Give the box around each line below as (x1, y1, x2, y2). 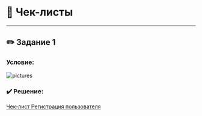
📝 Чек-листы (6, 5, 73, 19)
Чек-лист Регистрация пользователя (6, 103, 101, 110)
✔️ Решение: (6, 87, 44, 95)
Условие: (6, 58, 34, 66)
